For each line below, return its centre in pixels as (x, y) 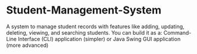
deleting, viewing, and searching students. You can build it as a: (84, 32)
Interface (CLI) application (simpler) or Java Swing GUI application (99, 39)
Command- (177, 32)
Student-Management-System (84, 10)
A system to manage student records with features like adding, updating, (95, 26)
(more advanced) (27, 45)
